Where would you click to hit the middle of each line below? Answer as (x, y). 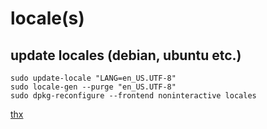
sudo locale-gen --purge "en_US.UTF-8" (93, 87)
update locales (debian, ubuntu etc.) (126, 55)
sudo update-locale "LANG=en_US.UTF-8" (93, 78)
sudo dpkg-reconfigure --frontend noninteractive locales (133, 96)
